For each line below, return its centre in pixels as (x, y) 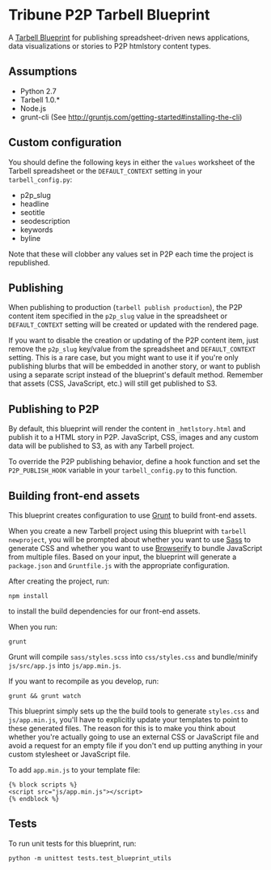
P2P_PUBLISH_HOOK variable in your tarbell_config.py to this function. (123, 470)
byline (30, 238)
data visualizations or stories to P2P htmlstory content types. (110, 45)
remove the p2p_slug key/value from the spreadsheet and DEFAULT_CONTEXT (132, 349)
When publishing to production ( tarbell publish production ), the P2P (125, 308)
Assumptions (43, 72)
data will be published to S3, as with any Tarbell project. (102, 446)
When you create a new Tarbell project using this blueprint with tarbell (127, 531)
